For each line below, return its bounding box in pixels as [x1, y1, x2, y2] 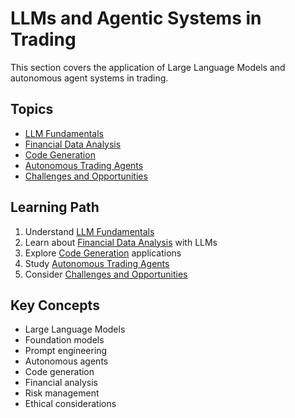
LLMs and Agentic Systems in [10, 7, 262, 30]
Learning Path [10, 199, 100, 216]
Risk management [24, 387, 100, 399]
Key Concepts [10, 297, 100, 314]
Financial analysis [24, 377, 98, 389]
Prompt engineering [24, 345, 108, 357]
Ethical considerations [24, 398, 117, 410]
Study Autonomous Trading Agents [24, 257, 170, 269]
